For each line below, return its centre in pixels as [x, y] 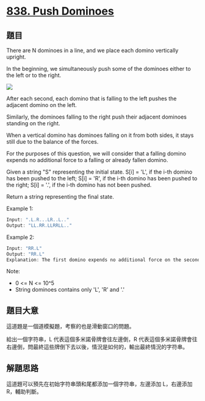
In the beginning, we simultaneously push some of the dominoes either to [99, 69]
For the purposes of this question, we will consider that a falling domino [96, 153]
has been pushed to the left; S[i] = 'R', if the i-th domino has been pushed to [102, 178]
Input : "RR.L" [24, 248]
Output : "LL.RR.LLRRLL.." [39, 225]
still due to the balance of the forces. [52, 142]
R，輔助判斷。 [24, 392]
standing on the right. [33, 123]
